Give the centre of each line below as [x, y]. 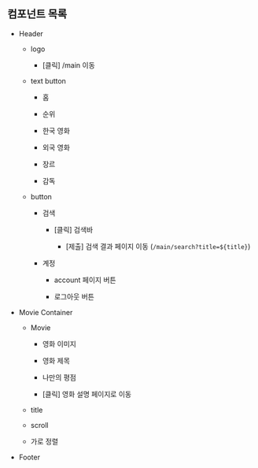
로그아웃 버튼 [74, 296]
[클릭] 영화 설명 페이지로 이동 [87, 394]
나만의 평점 [59, 377]
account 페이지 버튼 [85, 280]
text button [48, 80]
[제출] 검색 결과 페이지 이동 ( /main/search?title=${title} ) [158, 246]
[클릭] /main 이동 [68, 65]
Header [31, 33]
